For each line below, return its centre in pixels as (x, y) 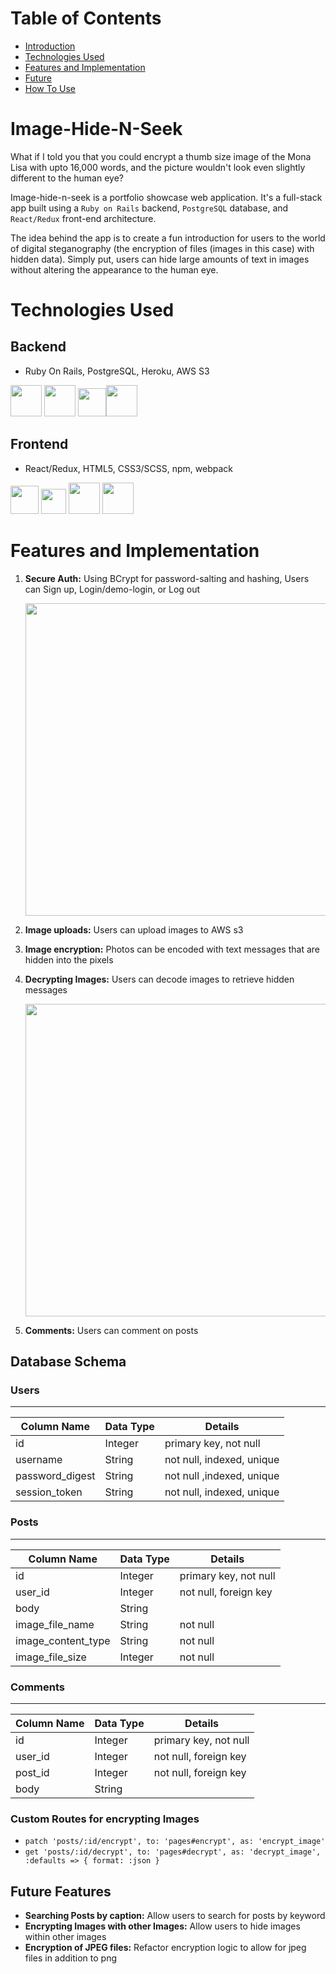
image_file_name (55, 1624)
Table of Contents (86, 18)
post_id (32, 1772)
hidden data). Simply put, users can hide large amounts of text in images (160, 259)
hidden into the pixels (69, 959)
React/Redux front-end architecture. (83, 218)
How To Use (50, 88)
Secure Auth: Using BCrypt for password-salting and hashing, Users (167, 578)
